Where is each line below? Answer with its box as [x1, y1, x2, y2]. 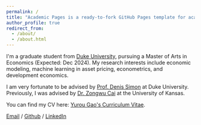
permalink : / [6, 8, 39, 15]
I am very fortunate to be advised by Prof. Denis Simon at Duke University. [6, 83, 189, 90]
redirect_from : [6, 25, 44, 32]
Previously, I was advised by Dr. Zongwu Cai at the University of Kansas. [6, 90, 185, 96]
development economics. [6, 72, 69, 79]
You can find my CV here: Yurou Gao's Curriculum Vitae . [6, 101, 145, 108]
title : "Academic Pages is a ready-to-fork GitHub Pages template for [6, 14, 186, 20]
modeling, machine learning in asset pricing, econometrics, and [6, 65, 163, 72]
